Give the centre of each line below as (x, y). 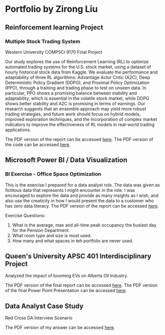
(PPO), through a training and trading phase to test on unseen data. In (76, 88)
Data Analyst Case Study (44, 306)
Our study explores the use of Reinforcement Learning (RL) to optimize (77, 61)
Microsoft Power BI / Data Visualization (66, 160)
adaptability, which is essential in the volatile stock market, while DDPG (77, 98)
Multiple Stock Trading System (43, 41)
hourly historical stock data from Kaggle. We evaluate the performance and (82, 72)
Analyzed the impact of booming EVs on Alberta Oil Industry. (66, 276)
